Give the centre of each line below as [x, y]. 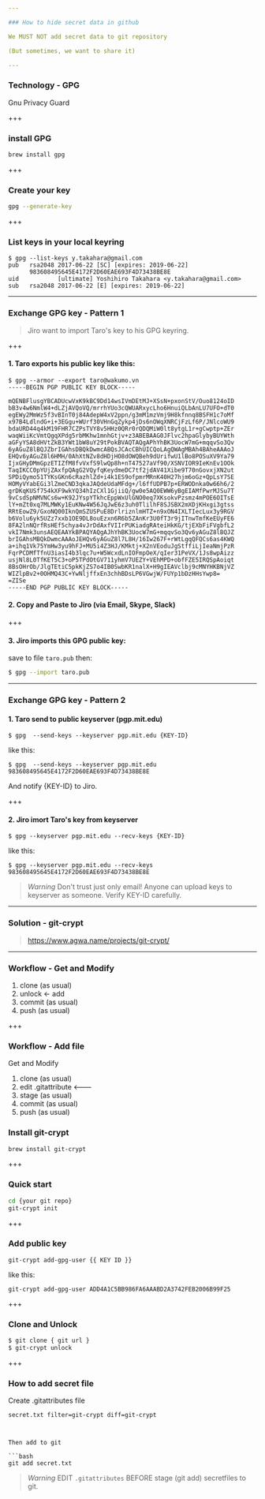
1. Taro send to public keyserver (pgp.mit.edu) [86, 719]
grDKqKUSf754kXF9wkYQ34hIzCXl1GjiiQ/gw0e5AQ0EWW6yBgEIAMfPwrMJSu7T [121, 491]
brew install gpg [37, 155]
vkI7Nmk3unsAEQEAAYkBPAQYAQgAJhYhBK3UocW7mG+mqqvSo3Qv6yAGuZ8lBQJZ [121, 532]
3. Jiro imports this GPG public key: [67, 641]
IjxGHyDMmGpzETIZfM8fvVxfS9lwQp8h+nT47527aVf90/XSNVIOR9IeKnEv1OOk [121, 463]
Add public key [37, 1243]
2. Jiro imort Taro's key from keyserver [73, 819]
